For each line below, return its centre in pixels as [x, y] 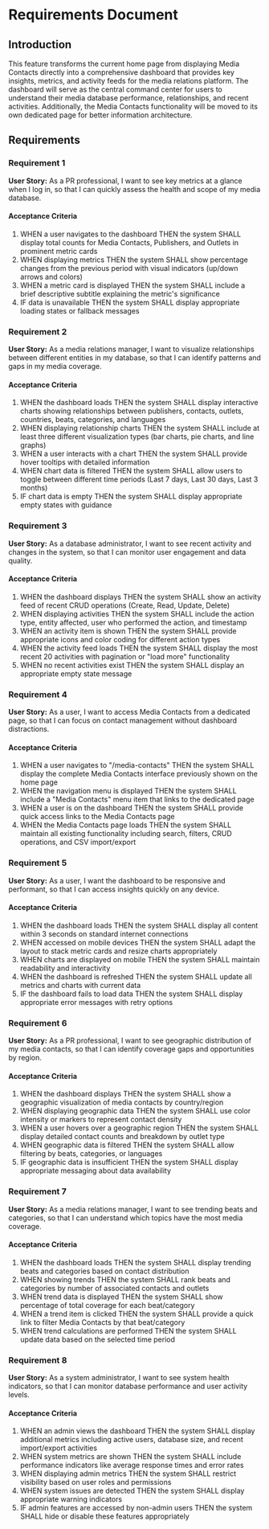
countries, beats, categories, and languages [93, 420]
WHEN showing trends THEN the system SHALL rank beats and [125, 1279]
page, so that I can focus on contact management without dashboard [123, 720]
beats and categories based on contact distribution [104, 1271]
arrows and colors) [51, 277]
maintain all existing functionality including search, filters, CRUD [126, 834]
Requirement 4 [38, 695]
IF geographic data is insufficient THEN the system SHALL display [129, 1162]
